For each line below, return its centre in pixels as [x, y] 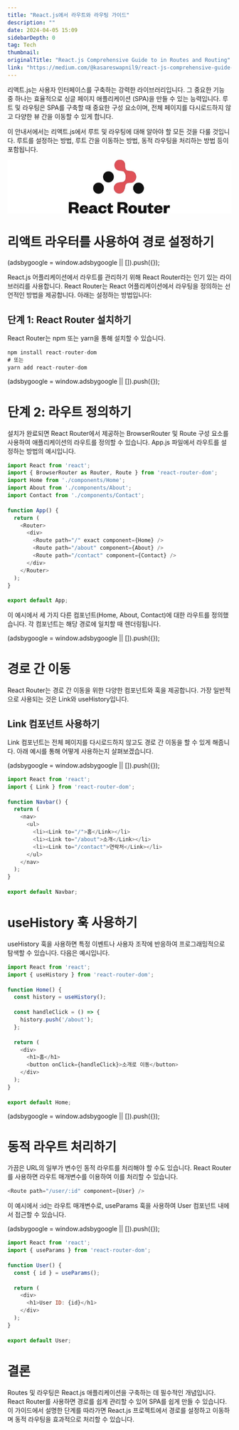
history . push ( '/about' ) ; [57, 1020]
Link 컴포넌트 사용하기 [54, 724]
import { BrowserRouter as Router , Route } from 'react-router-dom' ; [113, 473]
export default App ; [38, 601]
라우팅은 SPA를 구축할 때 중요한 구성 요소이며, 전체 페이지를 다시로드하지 [123, 108]
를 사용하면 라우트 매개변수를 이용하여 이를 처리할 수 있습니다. [93, 1177]
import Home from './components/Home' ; [67, 481]
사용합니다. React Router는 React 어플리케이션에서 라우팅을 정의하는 [127, 286]
